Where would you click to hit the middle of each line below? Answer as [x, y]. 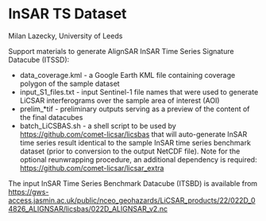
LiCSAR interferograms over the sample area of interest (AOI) [120, 100]
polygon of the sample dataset [70, 83]
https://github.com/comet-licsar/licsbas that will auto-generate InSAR [133, 134]
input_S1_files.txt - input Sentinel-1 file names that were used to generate [139, 91]
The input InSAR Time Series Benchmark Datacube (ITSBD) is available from [133, 183]
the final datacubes [51, 117]
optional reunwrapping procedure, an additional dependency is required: [138, 159]
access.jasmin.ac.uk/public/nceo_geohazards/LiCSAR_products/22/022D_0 [132, 200]
